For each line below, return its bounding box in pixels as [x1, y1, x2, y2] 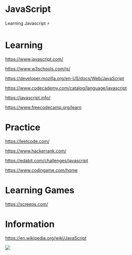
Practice [5, 122, 41, 133]
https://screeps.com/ [5, 201, 48, 207]
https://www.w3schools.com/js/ [5, 66, 70, 72]
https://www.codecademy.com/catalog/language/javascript [5, 85, 127, 91]
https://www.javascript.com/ [5, 56, 64, 62]
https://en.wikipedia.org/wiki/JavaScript [5, 235, 87, 241]
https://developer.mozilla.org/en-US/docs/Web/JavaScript [5, 75, 124, 81]
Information [5, 218, 55, 230]
